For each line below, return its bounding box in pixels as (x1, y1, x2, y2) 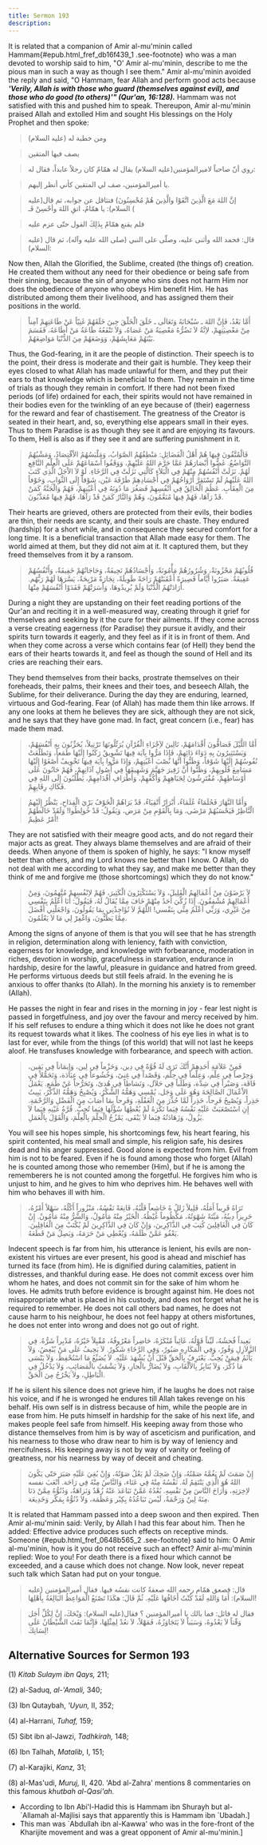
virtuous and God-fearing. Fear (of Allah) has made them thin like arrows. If (8, 698, 255, 707)
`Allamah (19, 1811, 49, 1820)
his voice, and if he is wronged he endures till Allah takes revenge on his (8, 1393, 245, 1403)
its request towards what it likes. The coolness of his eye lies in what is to (8, 1029, 249, 1038)
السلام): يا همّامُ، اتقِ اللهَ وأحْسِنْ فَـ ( (27, 203, 135, 213)
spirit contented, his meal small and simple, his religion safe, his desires (8, 1136, 243, 1146)
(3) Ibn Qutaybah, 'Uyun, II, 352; (8, 1700, 114, 1711)
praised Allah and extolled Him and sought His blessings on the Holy (8, 109, 233, 118)
